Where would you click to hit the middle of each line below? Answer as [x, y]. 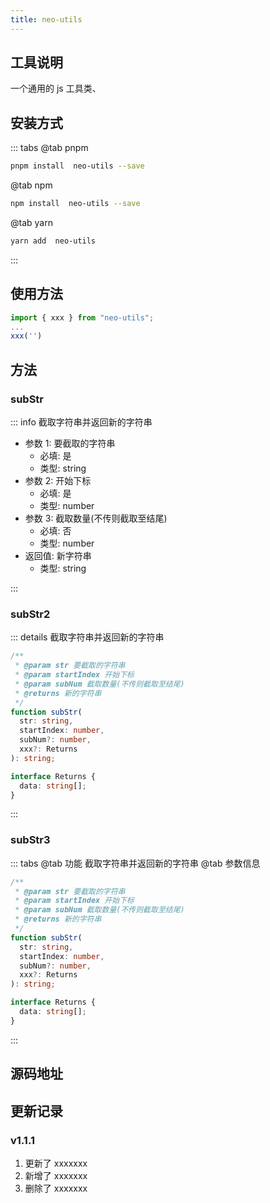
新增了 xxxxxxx [56, 1175]
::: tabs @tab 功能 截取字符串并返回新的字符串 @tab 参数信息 [135, 863]
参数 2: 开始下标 [58, 480]
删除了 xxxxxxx [56, 1188]
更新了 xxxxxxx [56, 1163]
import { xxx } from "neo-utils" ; [82, 317]
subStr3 [30, 840]
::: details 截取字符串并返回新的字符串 [87, 637]
